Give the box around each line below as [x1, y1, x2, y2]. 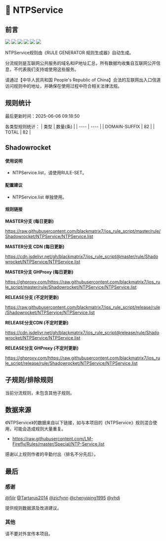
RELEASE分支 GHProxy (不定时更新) [5, 345, 79, 351]
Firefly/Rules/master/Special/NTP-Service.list [12, 441, 105, 447]
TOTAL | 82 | [5, 129, 31, 135]
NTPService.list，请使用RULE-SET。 [12, 170, 87, 176]
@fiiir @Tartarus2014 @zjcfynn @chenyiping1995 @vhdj [5, 495, 120, 501]
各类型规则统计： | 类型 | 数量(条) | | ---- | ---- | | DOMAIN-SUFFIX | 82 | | [5, 123, 155, 129]
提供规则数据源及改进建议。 [5, 505, 62, 511]
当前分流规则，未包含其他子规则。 [5, 390, 75, 395]
